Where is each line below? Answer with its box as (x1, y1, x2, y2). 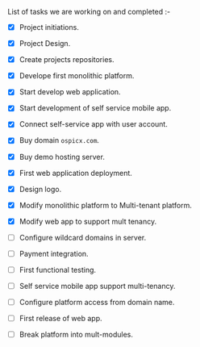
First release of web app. (19, 314, 102, 324)
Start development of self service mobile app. (19, 103, 172, 113)
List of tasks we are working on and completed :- (7, 7, 171, 16)
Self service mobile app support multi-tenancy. (19, 282, 176, 291)
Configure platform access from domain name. (19, 298, 175, 307)
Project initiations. (19, 23, 80, 31)
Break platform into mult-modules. (19, 330, 134, 340)
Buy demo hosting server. (19, 152, 106, 161)
